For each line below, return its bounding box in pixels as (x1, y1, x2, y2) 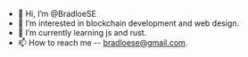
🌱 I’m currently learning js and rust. (17, 28, 147, 37)
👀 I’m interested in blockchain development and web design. (17, 18, 239, 28)
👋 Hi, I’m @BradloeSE (17, 9, 96, 19)
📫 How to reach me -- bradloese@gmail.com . (17, 37, 188, 48)
